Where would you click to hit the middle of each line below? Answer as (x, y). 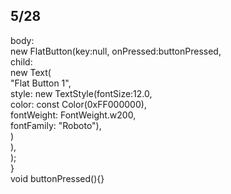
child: (21, 61)
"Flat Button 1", (41, 83)
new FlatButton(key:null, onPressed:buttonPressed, (116, 51)
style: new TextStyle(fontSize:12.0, (81, 93)
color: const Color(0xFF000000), (78, 104)
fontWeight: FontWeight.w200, (73, 115)
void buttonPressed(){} (57, 178)
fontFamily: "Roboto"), (56, 125)
